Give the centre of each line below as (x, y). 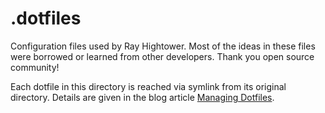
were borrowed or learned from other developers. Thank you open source (162, 56)
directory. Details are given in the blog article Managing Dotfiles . (142, 97)
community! (35, 67)
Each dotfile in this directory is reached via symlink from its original (148, 86)
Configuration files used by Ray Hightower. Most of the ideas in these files (163, 46)
